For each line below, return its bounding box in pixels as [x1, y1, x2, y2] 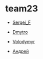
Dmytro [12, 29, 28, 35]
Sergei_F [12, 19, 31, 25]
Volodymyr [12, 38, 35, 45]
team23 [5, 3, 38, 14]
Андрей [12, 48, 29, 54]
